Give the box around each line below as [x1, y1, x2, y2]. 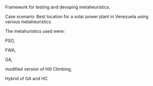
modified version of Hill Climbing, [5, 66, 72, 72]
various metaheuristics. [5, 19, 52, 24]
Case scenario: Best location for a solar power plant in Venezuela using [5, 14, 149, 19]
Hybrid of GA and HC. [5, 76, 49, 81]
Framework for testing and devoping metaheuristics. [5, 4, 111, 10]
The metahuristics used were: [5, 28, 65, 34]
